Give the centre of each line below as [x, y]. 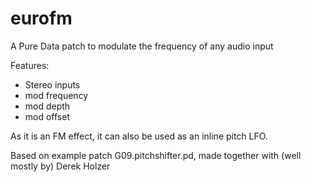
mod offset [47, 116]
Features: [30, 65]
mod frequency [56, 95]
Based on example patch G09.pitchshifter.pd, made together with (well [156, 155]
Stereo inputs [52, 84]
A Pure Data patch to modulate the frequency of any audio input [142, 46]
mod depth [47, 106]
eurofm [41, 18]
